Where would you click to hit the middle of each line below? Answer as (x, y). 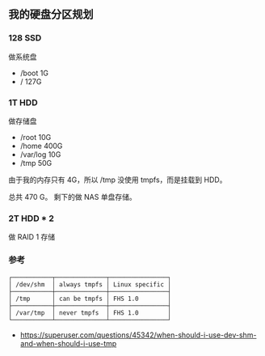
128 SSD (25, 38)
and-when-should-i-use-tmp (68, 343)
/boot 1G (34, 73)
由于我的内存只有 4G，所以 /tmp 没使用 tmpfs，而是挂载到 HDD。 (118, 180)
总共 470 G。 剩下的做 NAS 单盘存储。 (72, 197)
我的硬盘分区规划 (51, 15)
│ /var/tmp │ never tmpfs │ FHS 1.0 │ (90, 313)
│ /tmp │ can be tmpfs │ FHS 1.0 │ (90, 299)
